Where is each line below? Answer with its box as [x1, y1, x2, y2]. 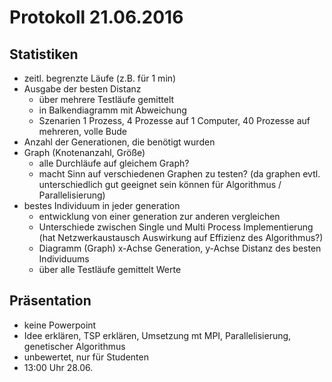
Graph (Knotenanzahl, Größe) [23, 147, 146, 158]
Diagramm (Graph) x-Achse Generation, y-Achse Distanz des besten [38, 242, 322, 254]
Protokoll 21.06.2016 [9, 6, 184, 29]
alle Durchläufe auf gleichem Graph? [38, 157, 190, 169]
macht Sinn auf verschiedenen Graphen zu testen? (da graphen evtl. [38, 168, 321, 180]
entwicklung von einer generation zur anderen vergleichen [38, 211, 281, 222]
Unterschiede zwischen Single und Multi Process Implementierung [38, 221, 314, 233]
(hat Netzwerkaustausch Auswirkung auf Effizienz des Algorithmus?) [38, 232, 324, 243]
